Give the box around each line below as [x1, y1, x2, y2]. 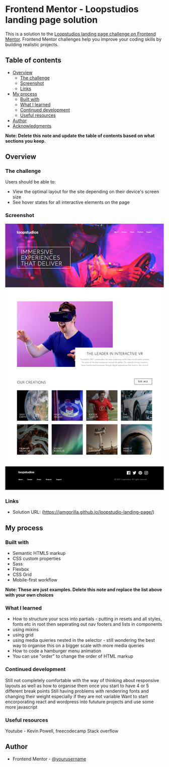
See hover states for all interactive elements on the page [12, 200, 130, 206]
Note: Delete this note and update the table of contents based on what [5, 132, 155, 139]
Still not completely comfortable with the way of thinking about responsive [5, 677, 159, 683]
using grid [12, 632, 34, 638]
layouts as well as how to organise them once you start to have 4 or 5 [5, 683, 149, 689]
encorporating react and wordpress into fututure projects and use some [5, 699, 154, 705]
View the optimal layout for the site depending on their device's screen [12, 188, 159, 195]
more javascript [5, 704, 38, 710]
